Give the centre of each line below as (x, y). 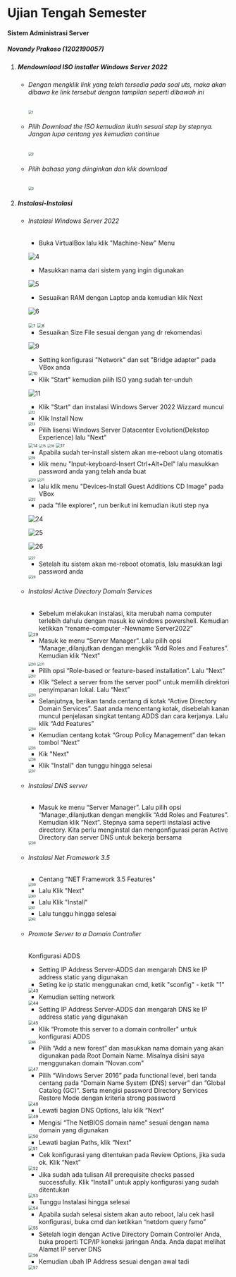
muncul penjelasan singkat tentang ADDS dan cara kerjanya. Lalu (133, 716)
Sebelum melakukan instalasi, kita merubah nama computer (125, 613)
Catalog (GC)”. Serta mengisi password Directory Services (123, 1090)
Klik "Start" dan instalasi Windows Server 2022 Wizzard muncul (131, 406)
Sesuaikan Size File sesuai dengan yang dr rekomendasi (120, 332)
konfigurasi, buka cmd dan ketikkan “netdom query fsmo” (122, 1221)
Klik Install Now (61, 418)
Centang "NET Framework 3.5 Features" (97, 879)
